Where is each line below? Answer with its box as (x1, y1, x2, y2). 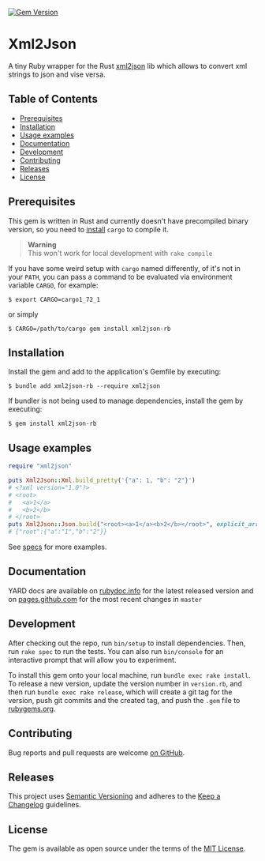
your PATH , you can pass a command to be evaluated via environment (8, 272, 233, 281)
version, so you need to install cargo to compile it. (8, 224, 170, 234)
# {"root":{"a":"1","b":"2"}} (8, 528, 108, 536)
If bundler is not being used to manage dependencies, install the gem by (8, 396, 244, 406)
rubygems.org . (8, 704, 56, 713)
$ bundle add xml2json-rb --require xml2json (8, 382, 160, 390)
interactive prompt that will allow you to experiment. (8, 655, 177, 664)
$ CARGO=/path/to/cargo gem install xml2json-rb (8, 325, 171, 333)
